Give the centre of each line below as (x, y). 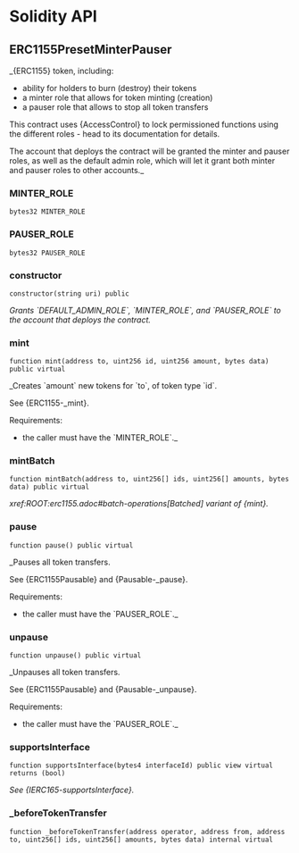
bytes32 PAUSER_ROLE (48, 253)
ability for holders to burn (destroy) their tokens (109, 88)
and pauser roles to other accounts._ (77, 170)
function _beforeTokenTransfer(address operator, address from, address (147, 832)
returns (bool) (37, 774)
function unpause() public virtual (75, 656)
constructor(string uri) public (69, 293)
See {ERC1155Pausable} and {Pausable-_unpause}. (103, 690)
